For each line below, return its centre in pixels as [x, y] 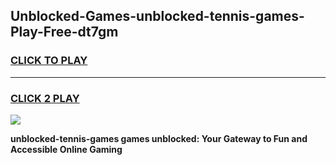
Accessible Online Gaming [66, 149]
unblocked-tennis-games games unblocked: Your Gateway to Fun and [159, 138]
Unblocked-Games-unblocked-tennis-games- [157, 16]
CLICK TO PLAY [49, 61]
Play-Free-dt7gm [64, 32]
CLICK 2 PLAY [45, 98]
